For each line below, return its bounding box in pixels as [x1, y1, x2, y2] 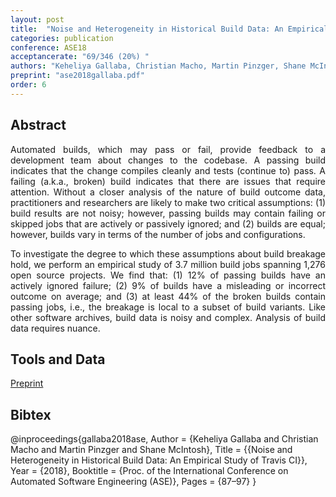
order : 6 [10, 80, 47, 90]
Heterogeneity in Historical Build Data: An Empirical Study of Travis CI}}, [10, 454, 308, 466]
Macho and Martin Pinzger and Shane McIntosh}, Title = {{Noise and [10, 444, 293, 456]
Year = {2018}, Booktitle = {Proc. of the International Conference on [10, 465, 289, 477]
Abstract [10, 117, 67, 134]
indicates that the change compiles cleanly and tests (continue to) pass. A [10, 164, 326, 176]
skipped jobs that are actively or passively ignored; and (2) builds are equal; [10, 217, 326, 230]
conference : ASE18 [10, 42, 87, 53]
